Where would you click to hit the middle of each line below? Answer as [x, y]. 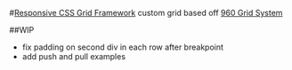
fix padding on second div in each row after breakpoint [123, 47]
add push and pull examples [74, 56]
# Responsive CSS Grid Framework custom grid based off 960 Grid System [146, 13]
